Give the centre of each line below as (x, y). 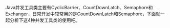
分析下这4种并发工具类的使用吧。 (45, 20)
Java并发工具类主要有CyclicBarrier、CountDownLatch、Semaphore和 (79, 7)
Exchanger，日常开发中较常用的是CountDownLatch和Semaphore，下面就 (83, 14)
